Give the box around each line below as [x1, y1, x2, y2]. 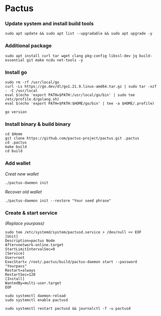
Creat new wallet [5, 171, 39, 177]
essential [5, 58, 25, 63]
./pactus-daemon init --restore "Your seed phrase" [5, 198, 111, 203]
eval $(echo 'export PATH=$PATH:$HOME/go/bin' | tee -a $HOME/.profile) [5, 101, 155, 106]
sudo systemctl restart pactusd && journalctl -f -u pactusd [5, 306, 131, 311]
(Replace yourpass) [5, 220, 44, 226]
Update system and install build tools [5, 20, 94, 27]
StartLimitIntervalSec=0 [5, 247, 55, 252]
